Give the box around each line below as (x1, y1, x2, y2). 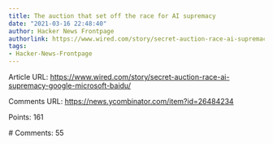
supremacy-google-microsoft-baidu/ (8, 81, 132, 90)
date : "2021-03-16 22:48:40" (8, 20, 107, 28)
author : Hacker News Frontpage (8, 27, 115, 35)
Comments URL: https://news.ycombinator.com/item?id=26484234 (8, 97, 234, 106)
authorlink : (8, 34, 49, 43)
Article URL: (8, 72, 49, 81)
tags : (8, 42, 27, 50)
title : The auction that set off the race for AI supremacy (8, 11, 217, 20)
